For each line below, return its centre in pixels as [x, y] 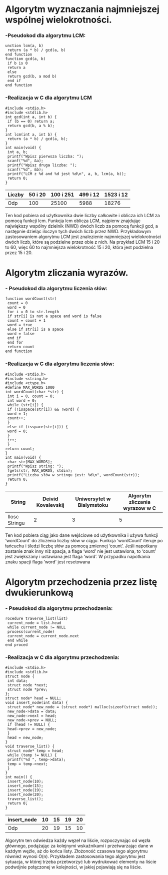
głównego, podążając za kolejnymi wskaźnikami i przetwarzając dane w [79, 846]
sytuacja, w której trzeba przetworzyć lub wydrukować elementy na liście [81, 862]
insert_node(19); [25, 790]
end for [15, 343]
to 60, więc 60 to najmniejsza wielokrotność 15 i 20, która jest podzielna [79, 247]
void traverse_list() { [30, 746]
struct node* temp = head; [35, 751]
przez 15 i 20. [19, 252]
